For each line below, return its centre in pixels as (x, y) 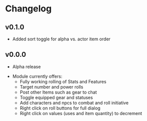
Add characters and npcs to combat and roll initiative (74, 103)
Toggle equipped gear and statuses (56, 97)
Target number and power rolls (52, 87)
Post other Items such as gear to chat (58, 92)
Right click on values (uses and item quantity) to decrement (81, 113)
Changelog (28, 9)
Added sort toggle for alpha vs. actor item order (61, 39)
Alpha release (26, 66)
